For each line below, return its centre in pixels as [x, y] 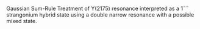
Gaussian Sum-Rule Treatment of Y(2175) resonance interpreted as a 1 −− [98, 8]
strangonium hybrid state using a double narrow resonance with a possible [100, 14]
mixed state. [22, 21]
